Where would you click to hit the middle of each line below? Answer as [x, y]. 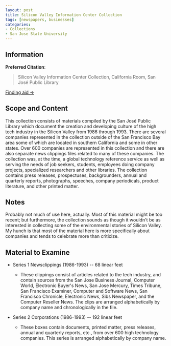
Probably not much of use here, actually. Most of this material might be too [84, 215]
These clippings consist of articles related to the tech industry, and [91, 275]
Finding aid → [20, 92]
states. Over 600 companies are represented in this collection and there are [85, 148]
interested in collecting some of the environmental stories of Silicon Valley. [84, 226]
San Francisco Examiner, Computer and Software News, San [84, 291]
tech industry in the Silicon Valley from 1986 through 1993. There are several [86, 132]
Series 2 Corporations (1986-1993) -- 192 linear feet [67, 317]
